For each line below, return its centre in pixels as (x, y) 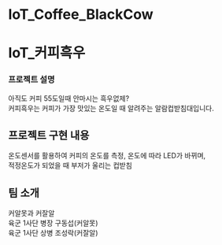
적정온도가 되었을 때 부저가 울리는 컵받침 (70, 165)
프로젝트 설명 (31, 80)
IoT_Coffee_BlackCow (81, 15)
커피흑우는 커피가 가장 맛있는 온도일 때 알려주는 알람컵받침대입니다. (111, 108)
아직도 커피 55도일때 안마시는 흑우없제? (69, 98)
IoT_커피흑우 (47, 53)
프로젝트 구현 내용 (49, 135)
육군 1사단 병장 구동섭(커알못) (53, 223)
